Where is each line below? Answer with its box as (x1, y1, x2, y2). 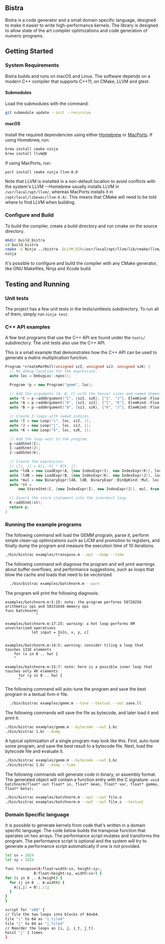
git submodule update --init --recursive (5, 110, 91, 115)
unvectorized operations (5, 625, 56, 630)
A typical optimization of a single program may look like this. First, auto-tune (5, 738, 160, 744)
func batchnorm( (5, 608, 38, 613)
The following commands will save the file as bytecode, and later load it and (5, 710, 159, 716)
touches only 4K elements (5, 668, 58, 674)
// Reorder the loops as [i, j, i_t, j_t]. (5, 926, 96, 931)
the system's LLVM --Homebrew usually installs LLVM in (5, 183, 119, 189)
